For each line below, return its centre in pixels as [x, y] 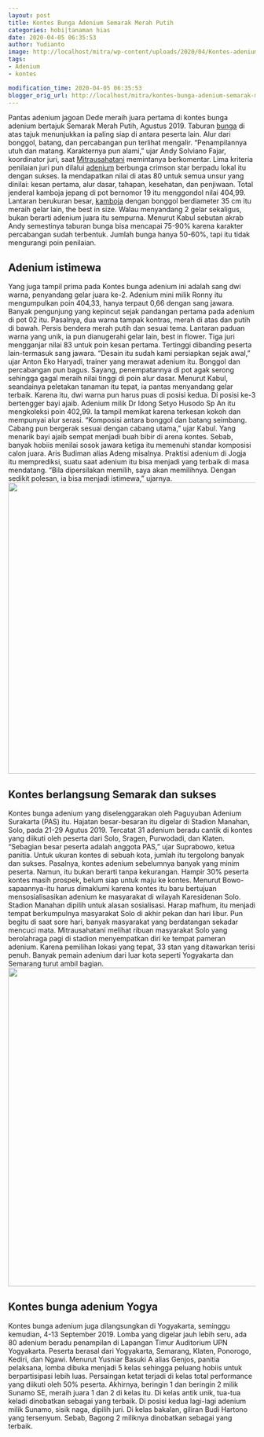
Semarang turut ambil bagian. [56, 964]
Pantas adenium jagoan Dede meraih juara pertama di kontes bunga [118, 118]
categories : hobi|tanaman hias [59, 30]
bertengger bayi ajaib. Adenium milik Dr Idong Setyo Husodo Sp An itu [122, 403]
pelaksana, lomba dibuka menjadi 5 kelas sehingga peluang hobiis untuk [125, 1367]
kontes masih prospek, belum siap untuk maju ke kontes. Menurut [115, 880]
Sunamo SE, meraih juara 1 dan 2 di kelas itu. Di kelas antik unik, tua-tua [125, 1392]
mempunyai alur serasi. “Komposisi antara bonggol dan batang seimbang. [128, 420]
